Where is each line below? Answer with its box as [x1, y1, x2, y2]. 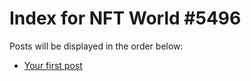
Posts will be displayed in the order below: [9, 40, 184, 52]
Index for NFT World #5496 [9, 7, 242, 30]
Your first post [23, 59, 83, 71]
